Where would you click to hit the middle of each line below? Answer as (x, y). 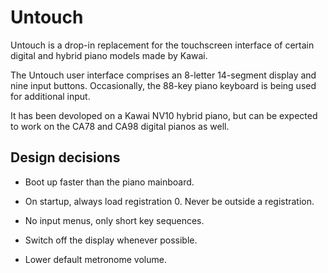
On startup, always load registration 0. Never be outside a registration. (169, 201)
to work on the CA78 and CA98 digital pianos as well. (120, 126)
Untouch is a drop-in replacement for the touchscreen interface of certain (162, 45)
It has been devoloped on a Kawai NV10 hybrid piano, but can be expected (164, 115)
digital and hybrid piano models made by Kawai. (109, 55)
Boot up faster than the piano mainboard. (109, 182)
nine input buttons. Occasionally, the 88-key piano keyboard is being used (163, 85)
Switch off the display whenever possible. (111, 240)
